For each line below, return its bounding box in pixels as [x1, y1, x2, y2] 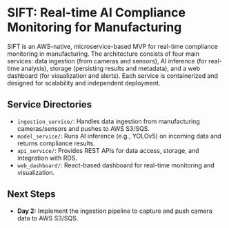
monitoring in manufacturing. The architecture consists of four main [7, 50, 200, 58]
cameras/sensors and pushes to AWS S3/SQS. [17, 124, 150, 132]
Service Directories [7, 99, 92, 111]
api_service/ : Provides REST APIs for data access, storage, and [17, 146, 199, 154]
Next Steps [7, 188, 56, 200]
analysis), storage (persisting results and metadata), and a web [21, 64, 201, 72]
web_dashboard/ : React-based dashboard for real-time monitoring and [17, 160, 215, 169]
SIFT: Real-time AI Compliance [7, 5, 186, 21]
